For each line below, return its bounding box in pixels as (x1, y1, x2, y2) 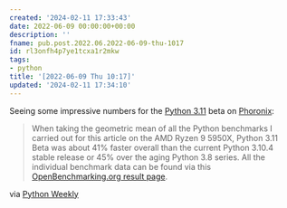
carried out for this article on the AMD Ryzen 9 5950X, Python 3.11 (31, 132, 279, 143)
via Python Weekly (9, 188, 79, 199)
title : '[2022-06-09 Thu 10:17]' (9, 72, 136, 81)
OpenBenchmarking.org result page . (31, 171, 168, 182)
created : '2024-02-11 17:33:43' (9, 13, 131, 23)
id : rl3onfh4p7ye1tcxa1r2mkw (9, 47, 120, 56)
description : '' (9, 30, 71, 39)
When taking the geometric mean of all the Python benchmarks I (31, 123, 273, 134)
